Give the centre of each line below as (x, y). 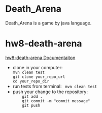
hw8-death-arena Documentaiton (40, 58)
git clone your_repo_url (39, 77)
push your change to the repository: (50, 92)
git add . (32, 96)
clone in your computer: (38, 67)
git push (31, 105)
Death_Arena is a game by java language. (48, 23)
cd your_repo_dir (31, 81)
